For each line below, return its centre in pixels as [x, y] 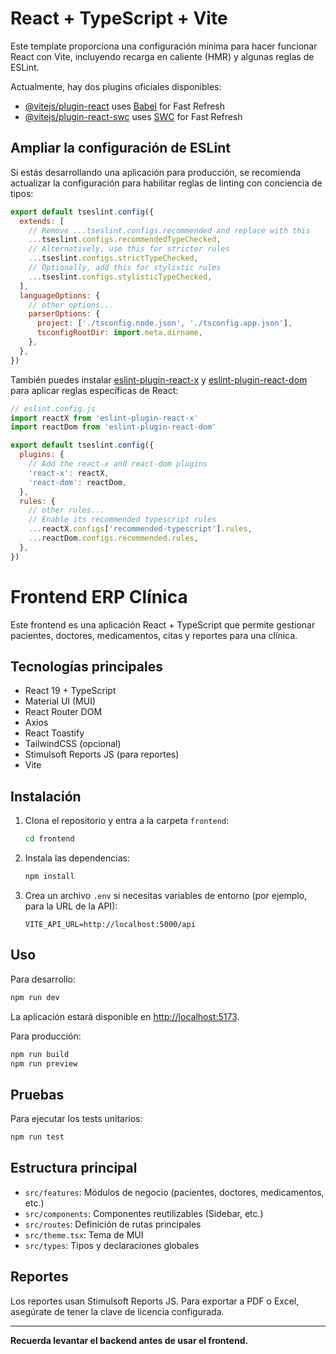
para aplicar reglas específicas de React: [94, 390]
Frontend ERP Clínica [99, 596]
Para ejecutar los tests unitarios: [76, 1119]
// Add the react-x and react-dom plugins [118, 464]
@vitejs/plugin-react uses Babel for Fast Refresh [125, 106]
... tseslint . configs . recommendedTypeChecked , [125, 240]
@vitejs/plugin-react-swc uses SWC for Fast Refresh [133, 116]
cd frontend [49, 839]
